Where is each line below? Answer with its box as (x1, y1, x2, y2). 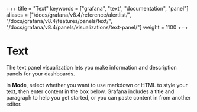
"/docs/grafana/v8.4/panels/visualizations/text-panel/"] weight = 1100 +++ (6, 24, 189, 31)
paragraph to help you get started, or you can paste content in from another (6, 94, 191, 101)
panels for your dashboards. (6, 70, 75, 77)
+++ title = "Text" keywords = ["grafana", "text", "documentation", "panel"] (6, 5, 189, 12)
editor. (6, 100, 22, 107)
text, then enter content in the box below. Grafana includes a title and (6, 88, 175, 95)
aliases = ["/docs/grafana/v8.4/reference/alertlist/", (6, 11, 132, 18)
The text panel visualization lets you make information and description (6, 64, 177, 71)
